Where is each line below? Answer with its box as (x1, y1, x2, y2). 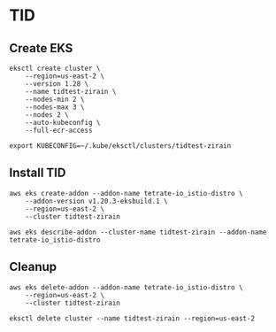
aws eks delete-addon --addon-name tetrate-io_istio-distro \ (9, 282, 243, 292)
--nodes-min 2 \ (25, 95, 86, 104)
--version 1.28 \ (25, 80, 89, 89)
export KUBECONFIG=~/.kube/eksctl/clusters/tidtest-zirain (9, 142, 232, 151)
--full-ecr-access (25, 126, 93, 135)
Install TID (9, 166, 66, 181)
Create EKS (9, 41, 73, 56)
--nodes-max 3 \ (25, 103, 86, 112)
